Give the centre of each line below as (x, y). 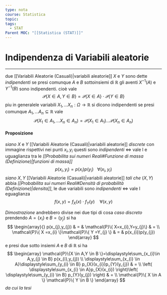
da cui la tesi (18, 288)
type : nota (16, 10)
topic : (12, 19)
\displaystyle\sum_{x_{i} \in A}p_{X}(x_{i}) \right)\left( (83, 270)
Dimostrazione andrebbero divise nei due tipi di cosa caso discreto (74, 213)
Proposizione (19, 133)
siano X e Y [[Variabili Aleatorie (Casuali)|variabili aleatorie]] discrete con (80, 144)
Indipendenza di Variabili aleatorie (77, 58)
